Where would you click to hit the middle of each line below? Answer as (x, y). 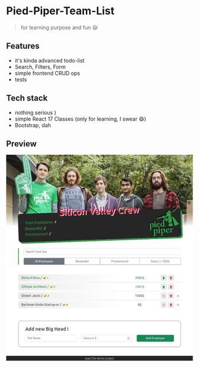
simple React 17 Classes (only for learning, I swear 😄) (80, 119)
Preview (22, 144)
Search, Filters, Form (40, 67)
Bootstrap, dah (33, 125)
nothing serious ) (35, 112)
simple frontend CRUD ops (47, 73)
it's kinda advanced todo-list (49, 60)
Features (23, 46)
